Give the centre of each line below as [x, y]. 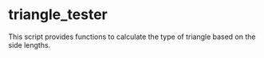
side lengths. [30, 44]
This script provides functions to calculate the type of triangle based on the [132, 37]
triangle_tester [58, 15]
